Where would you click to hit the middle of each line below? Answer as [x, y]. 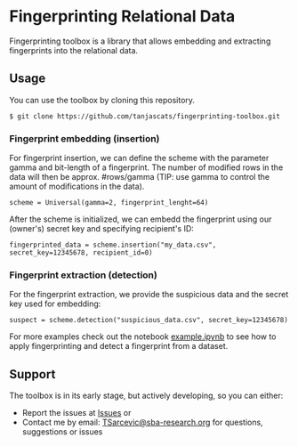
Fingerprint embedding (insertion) [85, 138]
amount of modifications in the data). [77, 187]
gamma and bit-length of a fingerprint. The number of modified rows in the [146, 167]
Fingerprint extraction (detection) [83, 275]
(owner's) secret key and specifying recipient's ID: [101, 229]
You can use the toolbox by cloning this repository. [102, 100]
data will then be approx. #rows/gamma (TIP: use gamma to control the [139, 177]
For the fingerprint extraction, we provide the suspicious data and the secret [149, 295]
